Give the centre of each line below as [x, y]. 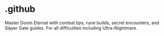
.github [20, 9]
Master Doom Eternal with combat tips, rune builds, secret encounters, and [82, 23]
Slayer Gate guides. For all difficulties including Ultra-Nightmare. [71, 28]
